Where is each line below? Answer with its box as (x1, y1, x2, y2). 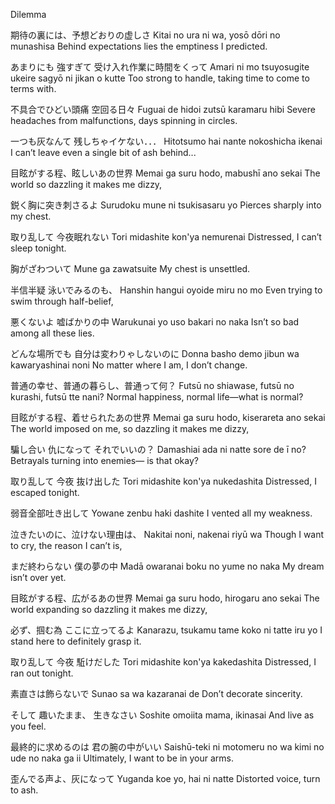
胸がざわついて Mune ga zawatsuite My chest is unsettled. (10, 263, 251, 274)
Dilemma (10, 9, 47, 20)
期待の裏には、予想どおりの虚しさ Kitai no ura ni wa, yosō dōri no (10, 29, 281, 41)
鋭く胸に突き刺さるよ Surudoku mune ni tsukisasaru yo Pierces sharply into (10, 199, 322, 211)
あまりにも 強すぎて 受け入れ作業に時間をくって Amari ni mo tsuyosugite (10, 61, 310, 73)
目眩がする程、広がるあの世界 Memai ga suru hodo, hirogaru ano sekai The (10, 592, 320, 604)
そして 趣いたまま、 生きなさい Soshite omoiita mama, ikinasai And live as (10, 709, 315, 721)
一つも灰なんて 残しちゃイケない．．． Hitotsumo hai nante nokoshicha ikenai (10, 135, 323, 147)
